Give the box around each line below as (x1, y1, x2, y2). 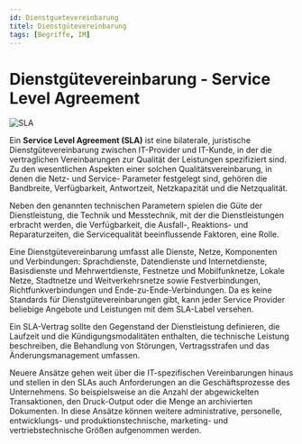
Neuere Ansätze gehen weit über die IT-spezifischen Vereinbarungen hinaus (9, 367, 294, 378)
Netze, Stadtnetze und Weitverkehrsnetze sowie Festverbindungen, (9, 276, 261, 286)
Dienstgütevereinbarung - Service (9, 68, 271, 89)
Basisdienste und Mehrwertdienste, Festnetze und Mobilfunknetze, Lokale (9, 266, 286, 276)
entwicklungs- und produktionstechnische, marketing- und (9, 415, 228, 426)
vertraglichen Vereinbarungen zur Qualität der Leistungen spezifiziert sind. (9, 154, 287, 165)
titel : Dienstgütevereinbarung (9, 22, 127, 31)
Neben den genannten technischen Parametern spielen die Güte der (9, 200, 263, 212)
